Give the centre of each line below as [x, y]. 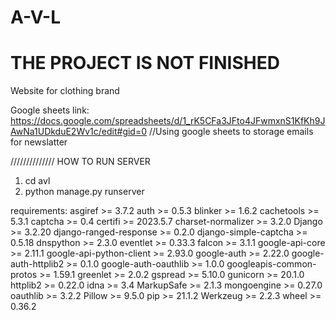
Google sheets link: [50, 110]
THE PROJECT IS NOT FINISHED [145, 63]
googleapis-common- [271, 264]
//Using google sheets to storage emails [231, 132]
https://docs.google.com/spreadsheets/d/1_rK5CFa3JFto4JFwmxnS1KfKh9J [168, 121]
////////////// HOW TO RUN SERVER [80, 162]
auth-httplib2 [37, 264]
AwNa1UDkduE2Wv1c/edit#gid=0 [79, 132]
